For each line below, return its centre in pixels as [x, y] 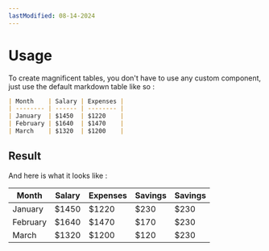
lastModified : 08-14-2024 [52, 16]
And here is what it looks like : [58, 175]
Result [25, 156]
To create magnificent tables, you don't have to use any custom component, [135, 78]
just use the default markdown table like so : [82, 86]
